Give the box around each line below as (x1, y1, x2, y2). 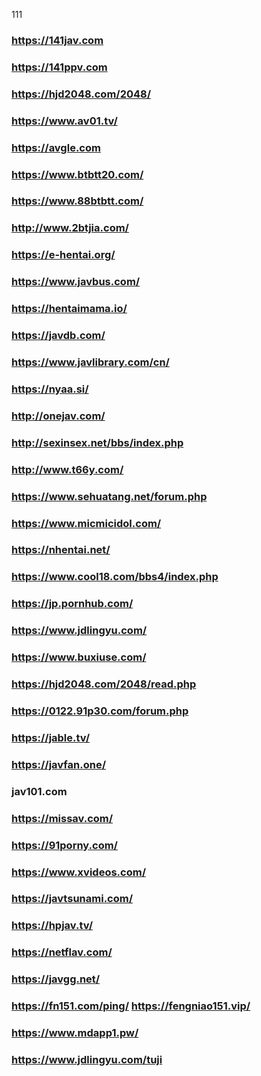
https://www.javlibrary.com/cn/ (11, 355, 170, 369)
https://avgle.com (11, 140, 101, 154)
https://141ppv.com (11, 60, 108, 74)
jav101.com (11, 784, 68, 798)
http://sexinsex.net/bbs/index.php (11, 435, 184, 449)
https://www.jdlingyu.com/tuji (11, 1052, 163, 1066)
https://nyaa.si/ (11, 382, 89, 396)
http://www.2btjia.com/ (11, 221, 129, 235)
